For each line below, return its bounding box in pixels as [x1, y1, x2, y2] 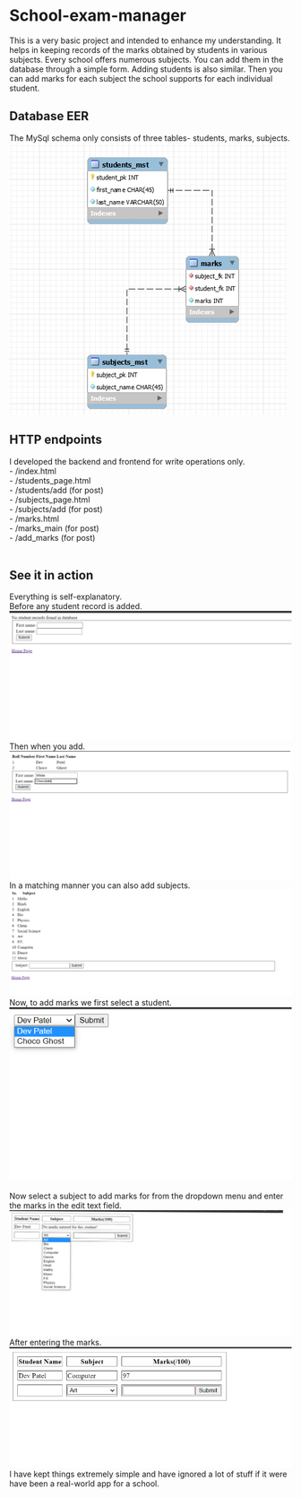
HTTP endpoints [9, 432, 103, 448]
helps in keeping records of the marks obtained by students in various [9, 44, 268, 55]
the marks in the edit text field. [9, 1199, 123, 1211]
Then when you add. [9, 741, 86, 752]
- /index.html [9, 466, 56, 476]
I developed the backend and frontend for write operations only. [9, 456, 245, 466]
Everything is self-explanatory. [9, 591, 123, 602]
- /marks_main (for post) [9, 522, 100, 534]
